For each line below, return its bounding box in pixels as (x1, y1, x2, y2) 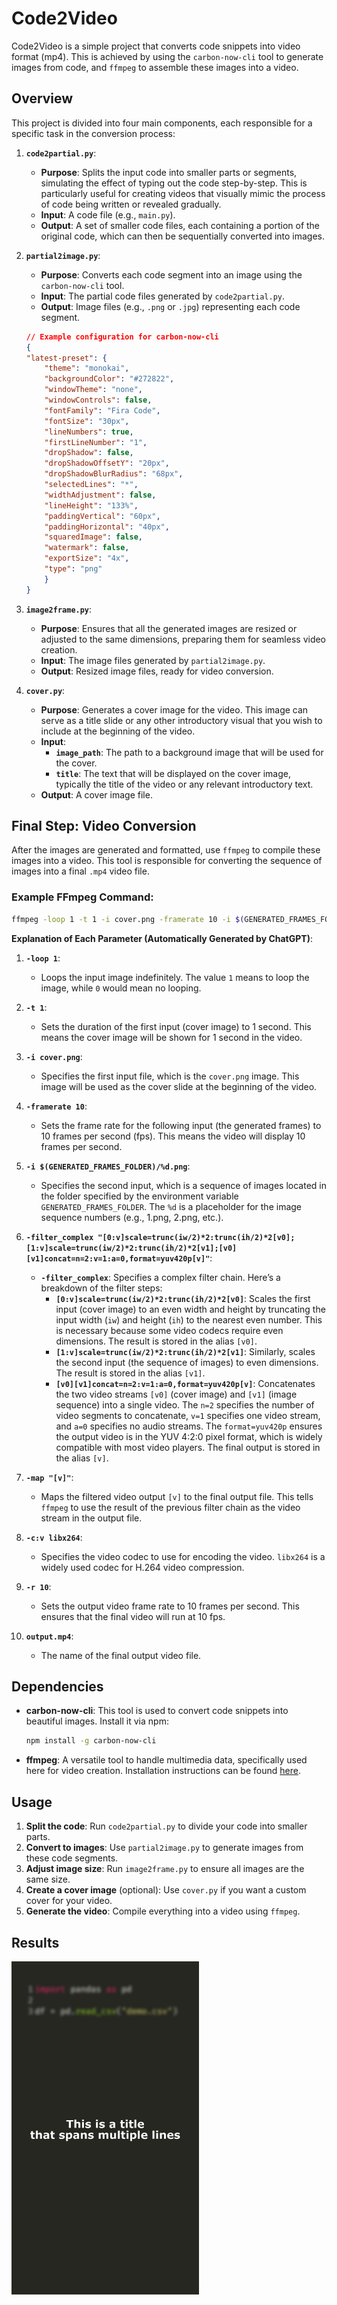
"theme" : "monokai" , (44, 363, 130, 374)
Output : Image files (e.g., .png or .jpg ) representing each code (40, 300, 301, 312)
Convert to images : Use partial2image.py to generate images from (25, 1842, 304, 1854)
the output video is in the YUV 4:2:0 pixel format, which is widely (55, 1430, 323, 1442)
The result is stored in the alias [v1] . (55, 1367, 206, 1379)
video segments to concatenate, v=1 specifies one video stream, (55, 1409, 321, 1421)
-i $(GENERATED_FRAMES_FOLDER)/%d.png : (25, 1160, 191, 1172)
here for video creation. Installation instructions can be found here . (25, 1765, 301, 1777)
